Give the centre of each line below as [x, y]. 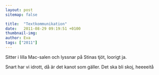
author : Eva [18, 38]
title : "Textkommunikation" [36, 24]
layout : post [19, 10]
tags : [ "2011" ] [21, 43]
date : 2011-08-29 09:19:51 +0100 [43, 28]
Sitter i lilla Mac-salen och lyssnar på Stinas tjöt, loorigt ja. [66, 57]
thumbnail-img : [21, 33]
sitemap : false [21, 15]
